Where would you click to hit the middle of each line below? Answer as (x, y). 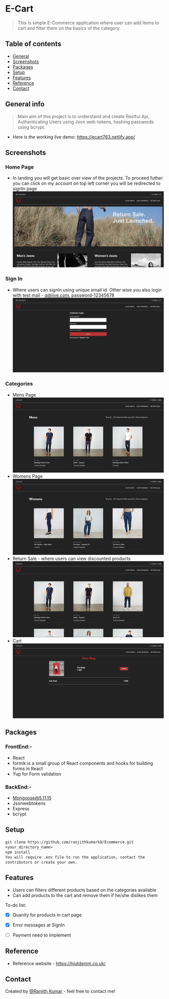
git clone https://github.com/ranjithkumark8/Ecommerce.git (70, 842)
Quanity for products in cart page (47, 915)
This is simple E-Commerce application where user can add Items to (88, 23)
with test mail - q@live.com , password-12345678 (63, 295)
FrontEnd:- (19, 747)
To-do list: (16, 905)
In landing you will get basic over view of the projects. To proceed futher (88, 178)
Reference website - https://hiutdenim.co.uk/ (59, 963)
